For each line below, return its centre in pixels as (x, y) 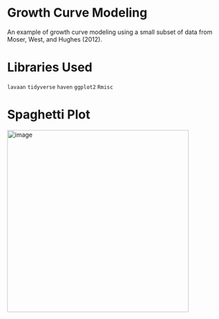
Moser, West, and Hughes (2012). (55, 39)
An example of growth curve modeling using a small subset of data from (110, 32)
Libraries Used (50, 68)
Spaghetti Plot (49, 115)
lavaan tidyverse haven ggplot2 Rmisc (60, 87)
